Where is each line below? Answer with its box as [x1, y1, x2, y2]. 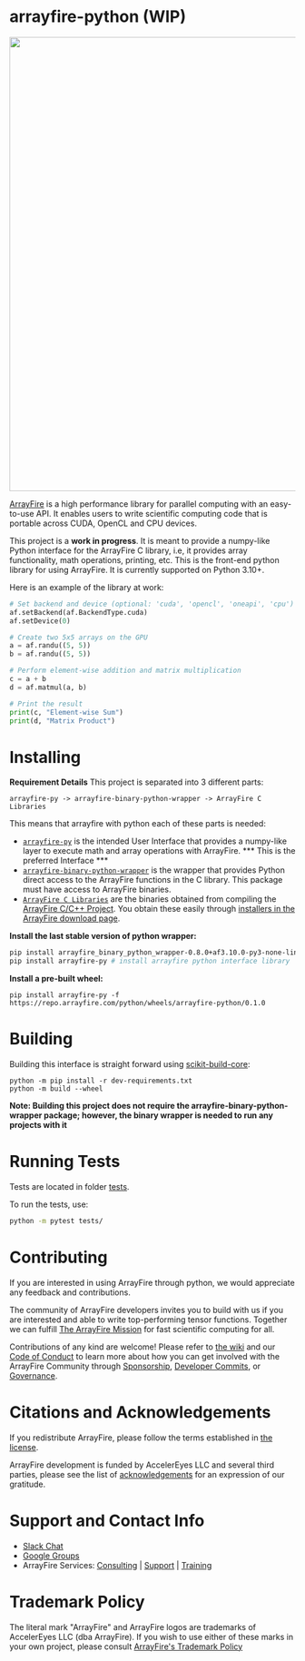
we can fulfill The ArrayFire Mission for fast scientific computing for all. [9, 1323, 275, 1334]
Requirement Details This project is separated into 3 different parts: [9, 776, 264, 787]
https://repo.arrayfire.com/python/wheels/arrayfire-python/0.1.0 [9, 999, 266, 1008]
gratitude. [9, 1478, 46, 1489]
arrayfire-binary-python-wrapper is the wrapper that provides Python [22, 865, 286, 875]
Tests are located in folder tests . [9, 1181, 130, 1191]
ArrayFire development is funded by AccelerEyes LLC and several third [9, 1459, 275, 1470]
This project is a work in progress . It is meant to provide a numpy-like [9, 535, 271, 546]
